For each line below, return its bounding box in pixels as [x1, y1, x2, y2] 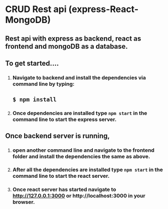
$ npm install [12, 96, 57, 103]
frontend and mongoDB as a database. [5, 42, 128, 51]
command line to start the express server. [12, 116, 117, 123]
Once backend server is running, [5, 132, 110, 140]
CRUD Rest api [5, 4, 67, 15]
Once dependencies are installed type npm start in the [12, 110, 147, 117]
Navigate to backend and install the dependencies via [12, 74, 146, 81]
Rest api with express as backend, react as [5, 34, 141, 43]
